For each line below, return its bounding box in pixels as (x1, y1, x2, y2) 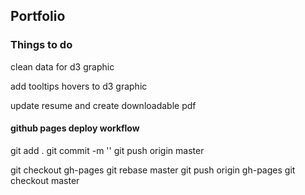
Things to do (10, 38, 73, 52)
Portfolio (10, 8, 66, 25)
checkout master (10, 174, 80, 186)
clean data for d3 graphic (10, 60, 115, 73)
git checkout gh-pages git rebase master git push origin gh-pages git (10, 164, 296, 176)
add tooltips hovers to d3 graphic (10, 80, 148, 92)
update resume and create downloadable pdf (10, 99, 197, 111)
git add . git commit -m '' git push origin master (10, 144, 205, 156)
